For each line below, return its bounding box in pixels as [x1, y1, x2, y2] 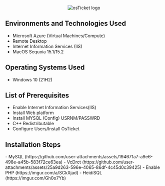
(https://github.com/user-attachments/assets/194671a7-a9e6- [24, 154, 153, 160]
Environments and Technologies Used [5, 19, 126, 28]
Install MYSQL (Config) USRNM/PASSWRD [12, 115, 100, 121]
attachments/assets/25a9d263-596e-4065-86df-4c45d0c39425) [5, 164, 141, 170]
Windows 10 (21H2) [12, 76, 52, 82]
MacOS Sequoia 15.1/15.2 [12, 48, 64, 55]
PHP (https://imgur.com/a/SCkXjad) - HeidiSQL [5, 170, 102, 176]
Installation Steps [5, 140, 61, 149]
